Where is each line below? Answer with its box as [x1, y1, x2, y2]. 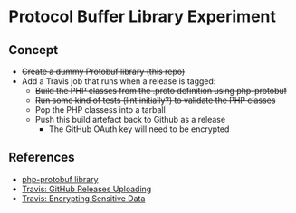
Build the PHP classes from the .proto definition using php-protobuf [34, 86, 287, 96]
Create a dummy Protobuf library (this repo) [21, 66, 186, 77]
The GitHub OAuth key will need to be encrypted [48, 124, 230, 134]
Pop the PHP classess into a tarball [34, 105, 167, 115]
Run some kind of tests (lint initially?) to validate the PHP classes [34, 95, 276, 106]
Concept [8, 42, 59, 58]
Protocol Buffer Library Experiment [8, 6, 277, 27]
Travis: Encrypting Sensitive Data [21, 192, 146, 204]
